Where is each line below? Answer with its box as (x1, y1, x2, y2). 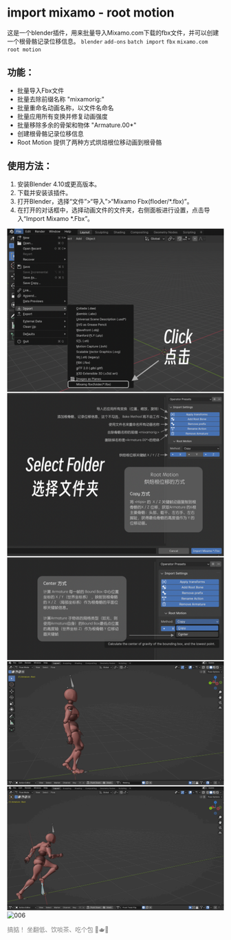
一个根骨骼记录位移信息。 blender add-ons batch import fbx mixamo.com (7, 37, 208, 46)
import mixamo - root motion (7, 5, 175, 21)
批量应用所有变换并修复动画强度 (16, 112, 108, 120)
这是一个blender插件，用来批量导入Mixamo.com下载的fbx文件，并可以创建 (7, 28, 219, 37)
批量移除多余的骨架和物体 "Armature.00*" (16, 121, 137, 129)
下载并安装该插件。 (16, 188, 72, 197)
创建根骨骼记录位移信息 (16, 129, 84, 137)
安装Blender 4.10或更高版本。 (16, 179, 101, 188)
